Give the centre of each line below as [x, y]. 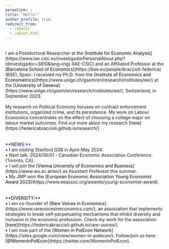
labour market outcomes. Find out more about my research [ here [73, 123]
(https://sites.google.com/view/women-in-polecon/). [60, 236]
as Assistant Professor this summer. [100, 171]
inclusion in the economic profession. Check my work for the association [81, 219]
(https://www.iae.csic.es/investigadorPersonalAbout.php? [65, 58]
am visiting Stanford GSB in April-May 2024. [57, 150]
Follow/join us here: [136, 236]
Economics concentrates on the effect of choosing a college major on [78, 117]
